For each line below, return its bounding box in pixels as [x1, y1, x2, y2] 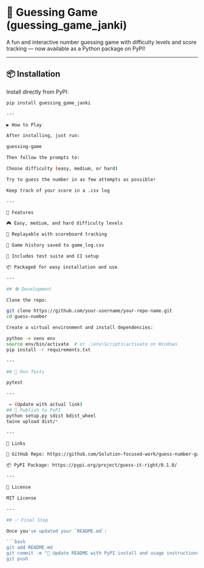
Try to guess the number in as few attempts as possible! [6, 176, 156, 183]
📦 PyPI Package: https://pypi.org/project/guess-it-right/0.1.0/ [6, 462, 177, 468]
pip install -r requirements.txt [6, 347, 91, 353]
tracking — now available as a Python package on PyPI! [6, 45, 146, 52]
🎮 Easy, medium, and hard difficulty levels [6, 220, 123, 226]
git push [6, 556, 29, 562]
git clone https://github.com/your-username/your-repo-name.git [6, 308, 172, 314]
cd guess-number [6, 314, 47, 320]
